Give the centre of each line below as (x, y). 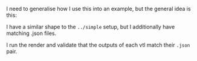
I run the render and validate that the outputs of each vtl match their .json (98, 45)
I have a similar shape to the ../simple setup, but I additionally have (91, 27)
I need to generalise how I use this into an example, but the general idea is (99, 9)
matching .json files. (31, 33)
